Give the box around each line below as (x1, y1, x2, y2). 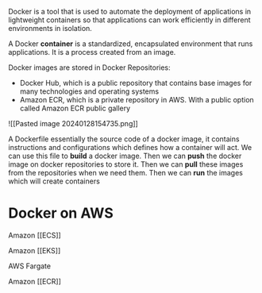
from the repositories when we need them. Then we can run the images (8, 168, 244, 177)
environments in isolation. (8, 24, 93, 33)
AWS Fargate (8, 261, 52, 271)
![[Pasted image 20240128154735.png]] (8, 119, 139, 128)
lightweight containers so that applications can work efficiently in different (8, 15, 252, 25)
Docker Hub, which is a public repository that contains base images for (19, 79, 252, 87)
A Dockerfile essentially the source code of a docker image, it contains (8, 134, 240, 144)
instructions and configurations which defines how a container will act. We (8, 143, 252, 152)
